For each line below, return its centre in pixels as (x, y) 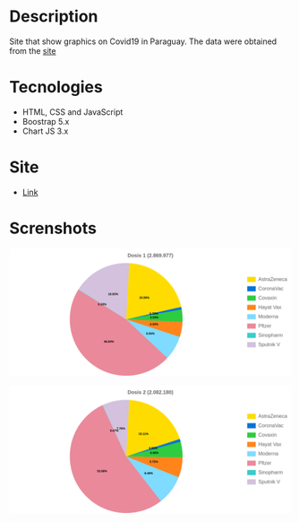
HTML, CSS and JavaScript (73, 112)
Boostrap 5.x (46, 121)
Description (54, 17)
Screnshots (53, 228)
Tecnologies (56, 87)
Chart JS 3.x (45, 131)
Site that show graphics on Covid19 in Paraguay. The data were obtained (143, 41)
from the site (33, 50)
